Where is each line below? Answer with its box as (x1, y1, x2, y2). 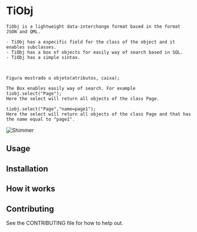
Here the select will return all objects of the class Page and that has (6, 111, 192, 117)
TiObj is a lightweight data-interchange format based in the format (6, 24, 181, 29)
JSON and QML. (6, 28, 41, 35)
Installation (6, 164, 48, 174)
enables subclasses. (6, 44, 57, 50)
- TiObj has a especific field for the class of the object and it (6, 39, 176, 45)
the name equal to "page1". (6, 116, 75, 122)
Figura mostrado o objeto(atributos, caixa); (6, 75, 120, 81)
